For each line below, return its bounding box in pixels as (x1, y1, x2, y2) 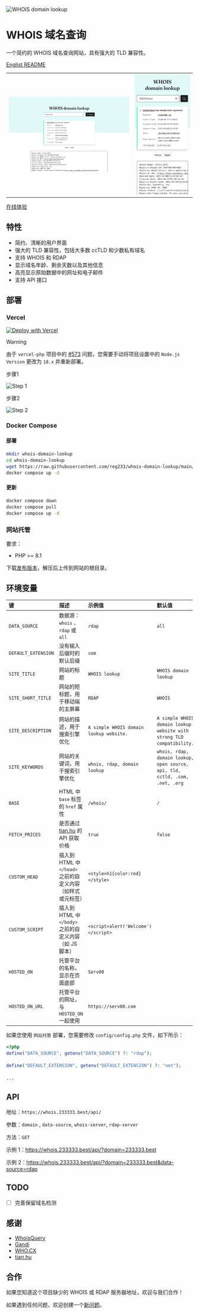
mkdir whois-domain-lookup (6, 451, 73, 457)
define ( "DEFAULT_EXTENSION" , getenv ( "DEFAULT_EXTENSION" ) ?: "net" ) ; (6, 1063, 182, 1069)
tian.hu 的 (59, 827, 82, 834)
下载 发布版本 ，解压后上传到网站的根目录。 (6, 564, 110, 572)
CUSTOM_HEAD (8, 874, 38, 880)
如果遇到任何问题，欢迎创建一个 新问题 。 (6, 1302, 105, 1309)
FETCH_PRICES (8, 831, 41, 838)
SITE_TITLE (8, 671, 36, 677)
